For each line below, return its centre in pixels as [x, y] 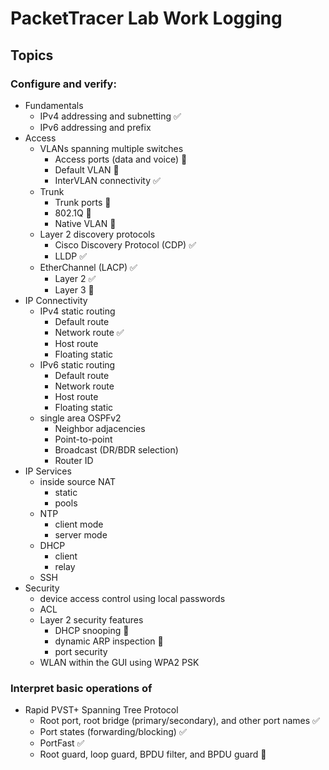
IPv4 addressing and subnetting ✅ [110, 116]
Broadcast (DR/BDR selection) [116, 449]
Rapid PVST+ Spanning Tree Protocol [101, 710]
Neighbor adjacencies [100, 428]
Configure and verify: [63, 84]
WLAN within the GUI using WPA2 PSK [119, 662]
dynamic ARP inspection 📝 [109, 641]
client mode [79, 524]
